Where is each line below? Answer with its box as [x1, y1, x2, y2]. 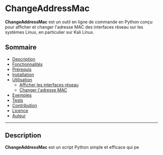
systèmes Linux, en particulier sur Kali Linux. [5, 29, 95, 35]
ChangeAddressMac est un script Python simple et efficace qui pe [5, 144, 139, 150]
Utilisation [12, 77, 33, 82]
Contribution [12, 102, 37, 108]
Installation [12, 71, 34, 77]
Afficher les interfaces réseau [19, 82, 79, 88]
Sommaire [5, 43, 37, 51]
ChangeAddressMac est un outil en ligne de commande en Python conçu [5, 19, 153, 25]
